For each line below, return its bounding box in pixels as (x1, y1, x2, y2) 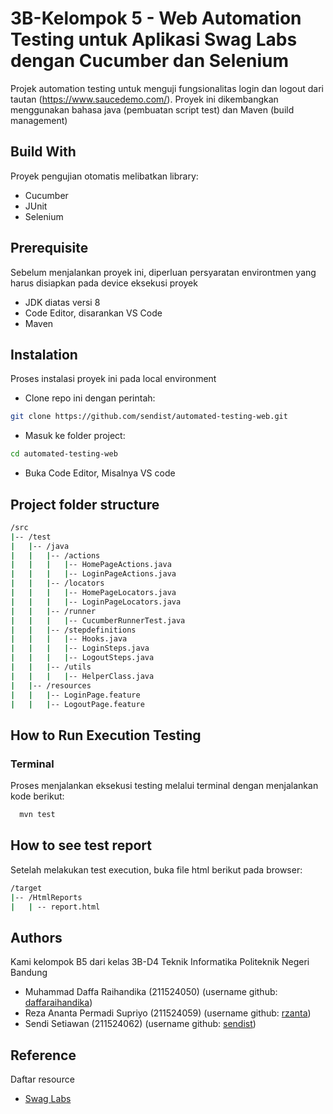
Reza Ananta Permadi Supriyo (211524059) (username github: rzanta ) (24, 1007, 312, 1019)
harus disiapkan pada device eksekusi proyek (10, 277, 198, 289)
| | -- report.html (10, 902, 101, 912)
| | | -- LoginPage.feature (10, 690, 141, 700)
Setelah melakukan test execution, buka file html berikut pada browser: (10, 863, 303, 876)
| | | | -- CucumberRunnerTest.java (10, 615, 186, 626)
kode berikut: (10, 790, 65, 802)
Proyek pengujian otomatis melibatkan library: (10, 170, 199, 182)
